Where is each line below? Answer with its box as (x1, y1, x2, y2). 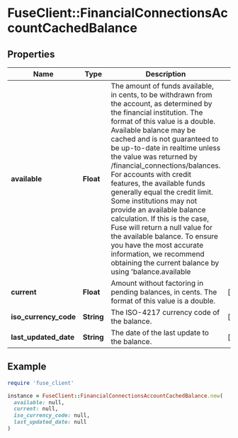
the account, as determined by (110, 99, 212, 108)
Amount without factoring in (110, 278, 204, 288)
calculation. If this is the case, (110, 214, 210, 224)
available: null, (13, 398, 65, 406)
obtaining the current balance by (110, 258, 220, 267)
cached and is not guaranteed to (110, 134, 219, 144)
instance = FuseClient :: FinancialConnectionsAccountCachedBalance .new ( (7, 392, 223, 399)
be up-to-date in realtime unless (110, 143, 221, 153)
